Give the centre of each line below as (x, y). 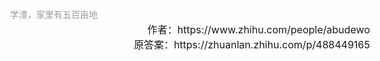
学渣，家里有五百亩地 (54, 14)
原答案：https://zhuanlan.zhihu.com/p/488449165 (251, 45)
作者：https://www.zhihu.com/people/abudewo (258, 30)
